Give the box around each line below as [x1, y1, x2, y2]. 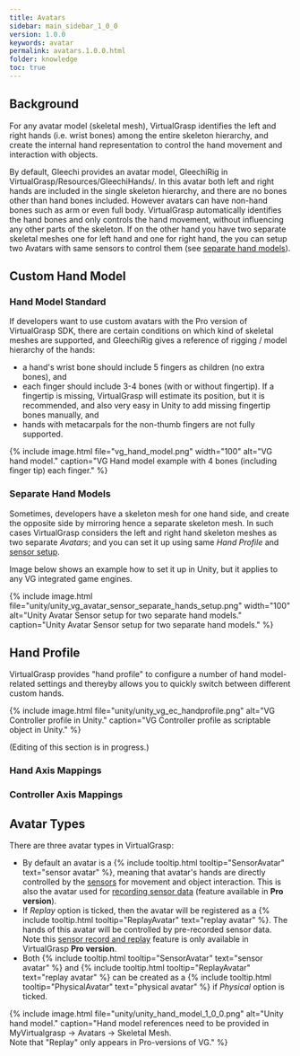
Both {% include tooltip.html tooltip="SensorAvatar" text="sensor [21, 953, 263, 964]
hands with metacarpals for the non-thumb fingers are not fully [21, 419, 255, 430]
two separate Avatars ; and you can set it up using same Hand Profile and [9, 536, 279, 548]
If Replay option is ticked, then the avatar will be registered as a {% [21, 905, 270, 916]
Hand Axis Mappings [9, 764, 102, 777]
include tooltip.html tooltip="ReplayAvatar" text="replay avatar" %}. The [21, 915, 288, 926]
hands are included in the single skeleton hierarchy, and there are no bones [9, 185, 287, 196]
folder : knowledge [9, 55, 78, 64]
